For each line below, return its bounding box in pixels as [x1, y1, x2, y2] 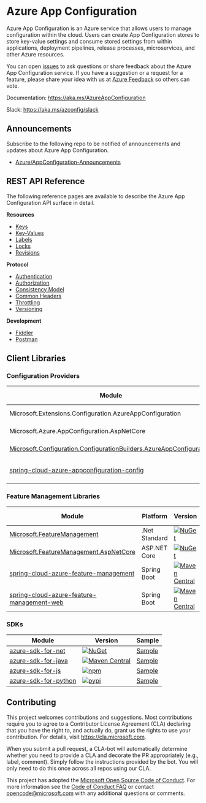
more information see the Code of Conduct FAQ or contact [6, 783, 154, 790]
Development [6, 317, 42, 325]
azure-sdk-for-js [9, 666, 61, 675]
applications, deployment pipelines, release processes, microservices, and [6, 44, 195, 52]
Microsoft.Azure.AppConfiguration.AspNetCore [9, 427, 146, 436]
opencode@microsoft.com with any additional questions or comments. [6, 790, 185, 797]
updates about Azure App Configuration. [6, 146, 109, 154]
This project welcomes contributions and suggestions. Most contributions [6, 713, 193, 721]
